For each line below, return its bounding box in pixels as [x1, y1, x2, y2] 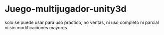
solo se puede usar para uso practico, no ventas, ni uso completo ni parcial [4, 19, 159, 25]
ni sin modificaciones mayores [4, 24, 67, 30]
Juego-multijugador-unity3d [4, 3, 127, 15]
